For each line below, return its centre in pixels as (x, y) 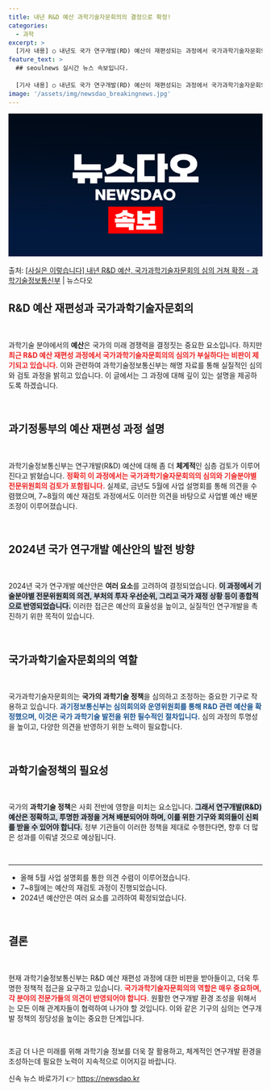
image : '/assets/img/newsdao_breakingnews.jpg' (90, 94)
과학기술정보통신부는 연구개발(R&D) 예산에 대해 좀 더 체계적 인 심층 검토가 (124, 465)
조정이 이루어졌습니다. (43, 506)
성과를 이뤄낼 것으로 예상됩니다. (66, 837)
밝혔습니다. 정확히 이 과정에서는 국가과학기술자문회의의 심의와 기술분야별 (143, 476)
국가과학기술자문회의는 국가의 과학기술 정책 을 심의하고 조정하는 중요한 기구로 (129, 697)
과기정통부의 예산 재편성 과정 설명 (87, 429)
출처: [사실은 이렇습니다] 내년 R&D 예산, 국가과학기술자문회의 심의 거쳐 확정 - (129, 270)
